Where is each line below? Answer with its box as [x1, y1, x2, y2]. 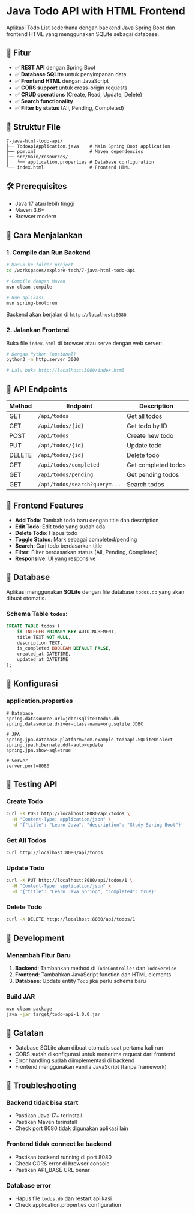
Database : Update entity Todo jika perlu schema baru [14, 977, 146, 984]
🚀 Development [6, 933, 65, 943]
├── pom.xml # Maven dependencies [6, 148, 144, 154]
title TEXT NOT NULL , [17, 634, 71, 640]
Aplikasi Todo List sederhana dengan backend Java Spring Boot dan [6, 24, 175, 31]
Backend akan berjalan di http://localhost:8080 [6, 311, 127, 318]
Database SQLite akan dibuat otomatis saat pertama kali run [14, 1044, 163, 1051]
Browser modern [14, 213, 57, 220]
